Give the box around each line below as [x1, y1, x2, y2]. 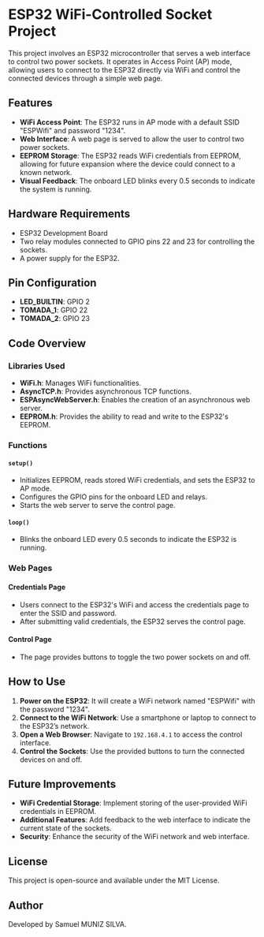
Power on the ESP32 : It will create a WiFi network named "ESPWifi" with [19, 696, 256, 705]
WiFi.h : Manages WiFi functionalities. [19, 379, 142, 388]
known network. [19, 167, 73, 177]
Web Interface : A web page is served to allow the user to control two [19, 134, 244, 144]
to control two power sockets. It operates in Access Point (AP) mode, [8, 57, 232, 66]
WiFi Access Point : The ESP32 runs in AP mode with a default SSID [19, 117, 240, 127]
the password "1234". [19, 704, 91, 714]
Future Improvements [8, 777, 117, 790]
